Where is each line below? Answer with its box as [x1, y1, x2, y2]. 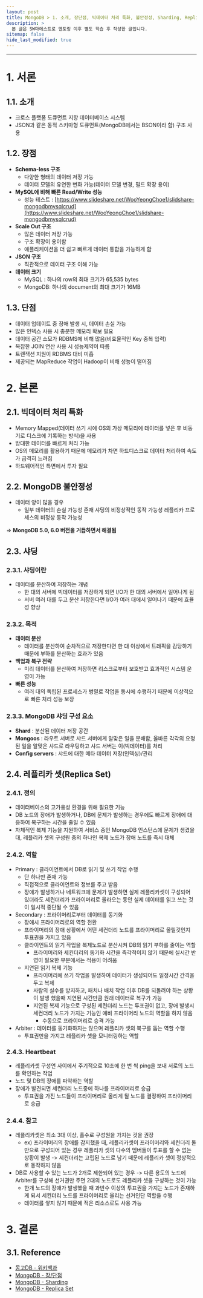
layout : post [6, 8, 39, 15]
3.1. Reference [6, 1247, 61, 1257]
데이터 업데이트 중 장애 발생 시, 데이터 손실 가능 [14, 320, 126, 327]
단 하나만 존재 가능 [24, 873, 68, 880]
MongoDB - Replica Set [14, 1285, 74, 1293]
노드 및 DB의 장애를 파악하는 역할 [14, 1077, 94, 1084]
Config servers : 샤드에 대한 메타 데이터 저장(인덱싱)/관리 [14, 749, 153, 757]
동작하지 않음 [30, 1162, 62, 1169]
